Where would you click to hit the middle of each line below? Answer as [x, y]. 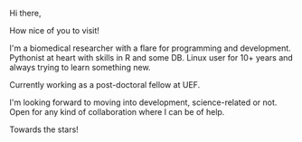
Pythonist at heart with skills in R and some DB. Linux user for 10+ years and [151, 57]
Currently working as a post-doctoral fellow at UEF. [105, 85]
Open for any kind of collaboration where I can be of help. [117, 112]
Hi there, [25, 13]
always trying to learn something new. [80, 67]
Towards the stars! [44, 129]
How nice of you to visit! [54, 30]
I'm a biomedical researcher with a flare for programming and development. [150, 48]
